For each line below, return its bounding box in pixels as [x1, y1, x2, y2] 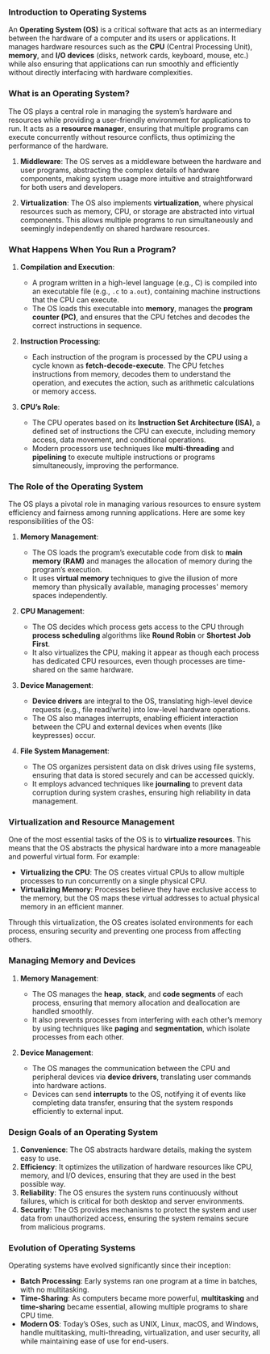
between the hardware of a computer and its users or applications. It [8, 33, 236, 43]
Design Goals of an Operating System [8, 1126, 159, 1137]
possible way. [19, 1179, 66, 1189]
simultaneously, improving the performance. [31, 460, 180, 470]
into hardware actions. [31, 1080, 107, 1090]
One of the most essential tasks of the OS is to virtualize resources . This [8, 835, 251, 845]
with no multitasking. [19, 1284, 90, 1295]
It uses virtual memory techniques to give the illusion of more [31, 573, 238, 584]
